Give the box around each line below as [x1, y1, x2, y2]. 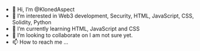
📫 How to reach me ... [12, 38, 68, 46]
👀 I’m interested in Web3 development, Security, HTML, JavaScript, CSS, [12, 12, 194, 19]
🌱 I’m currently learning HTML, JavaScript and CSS [12, 25, 140, 32]
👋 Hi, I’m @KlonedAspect [12, 6, 75, 13]
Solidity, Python [12, 19, 52, 25]
